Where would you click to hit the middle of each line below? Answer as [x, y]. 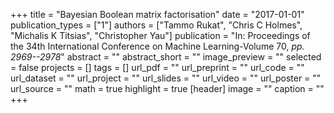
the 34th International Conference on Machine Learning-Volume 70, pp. [157, 46]
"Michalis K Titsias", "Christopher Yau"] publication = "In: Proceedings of [160, 35]
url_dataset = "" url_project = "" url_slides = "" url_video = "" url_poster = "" [166, 78]
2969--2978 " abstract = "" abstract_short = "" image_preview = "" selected [166, 57]
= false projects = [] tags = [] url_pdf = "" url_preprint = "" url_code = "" [157, 67]
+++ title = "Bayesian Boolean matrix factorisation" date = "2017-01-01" [157, 14]
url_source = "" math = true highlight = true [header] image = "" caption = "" [167, 88]
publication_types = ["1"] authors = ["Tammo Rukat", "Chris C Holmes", [156, 25]
